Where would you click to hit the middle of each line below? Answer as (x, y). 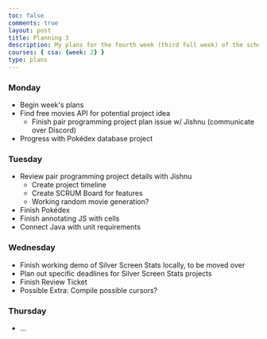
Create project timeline (69, 185)
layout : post (30, 30)
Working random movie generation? (90, 202)
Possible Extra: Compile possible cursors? (88, 290)
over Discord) (54, 130)
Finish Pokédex (44, 210)
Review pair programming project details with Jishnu (106, 176)
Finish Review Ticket (53, 282)
